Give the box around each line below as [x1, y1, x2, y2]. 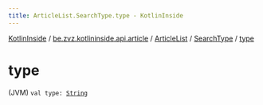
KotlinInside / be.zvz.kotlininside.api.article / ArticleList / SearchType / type [8, 33, 255, 43]
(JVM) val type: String [8, 87, 88, 97]
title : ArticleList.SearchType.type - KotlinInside [8, 11, 183, 20]
